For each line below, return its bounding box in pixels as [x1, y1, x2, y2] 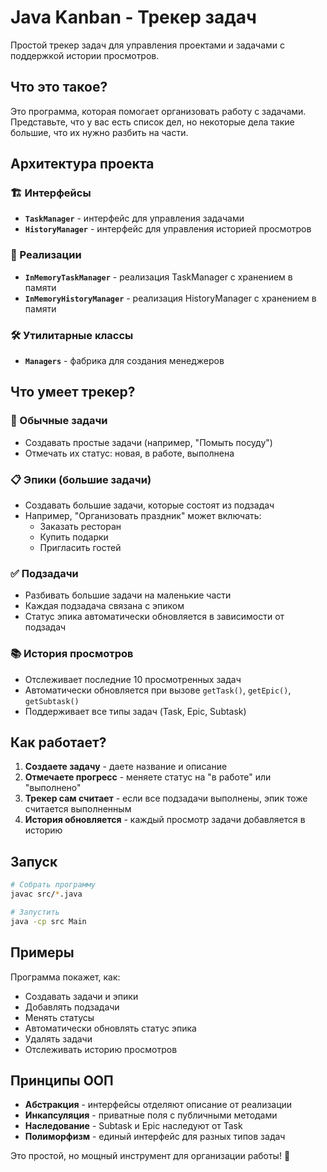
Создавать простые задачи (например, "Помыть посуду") [24, 436, 273, 448]
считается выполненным [24, 803, 132, 815]
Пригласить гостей [39, 542, 122, 554]
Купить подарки [39, 531, 109, 543]
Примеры [10, 944, 75, 961]
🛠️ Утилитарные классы [10, 328, 134, 342]
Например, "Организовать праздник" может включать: [24, 510, 262, 522]
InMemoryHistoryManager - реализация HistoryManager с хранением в [24, 292, 317, 304]
